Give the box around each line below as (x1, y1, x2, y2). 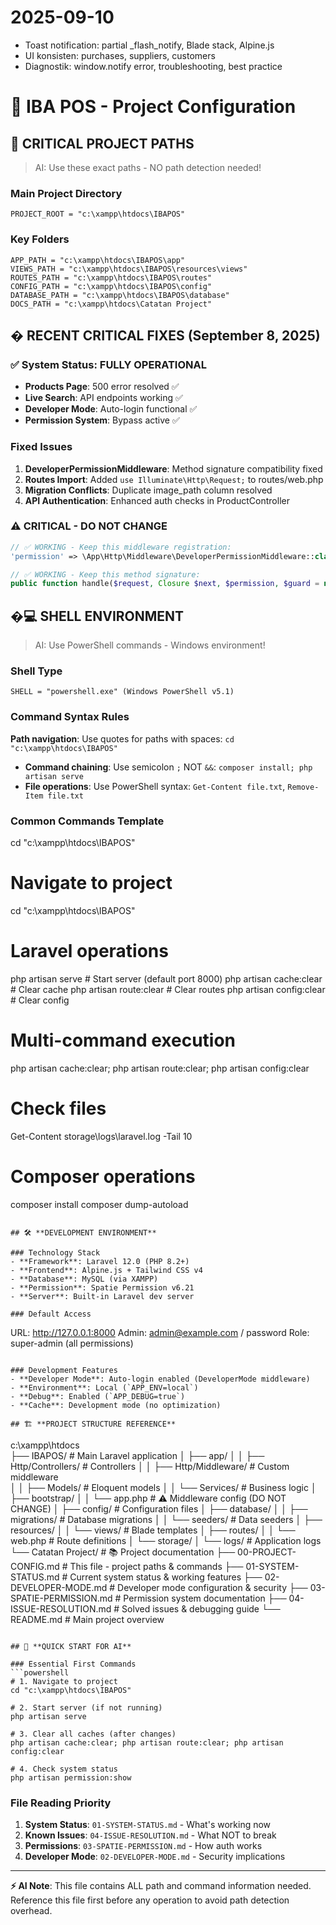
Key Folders (10, 232, 70, 246)
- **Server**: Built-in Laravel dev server (10, 1291, 195, 1301)
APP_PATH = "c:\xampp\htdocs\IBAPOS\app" (10, 255, 186, 265)
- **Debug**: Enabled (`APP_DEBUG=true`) (10, 1391, 186, 1401)
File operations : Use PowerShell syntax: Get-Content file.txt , (24, 780, 286, 792)
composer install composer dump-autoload (10, 1198, 189, 1210)
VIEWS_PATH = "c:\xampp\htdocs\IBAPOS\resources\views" (10, 264, 248, 274)
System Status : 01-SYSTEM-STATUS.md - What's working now (24, 1819, 272, 1830)
